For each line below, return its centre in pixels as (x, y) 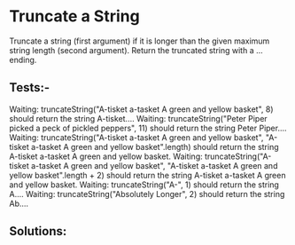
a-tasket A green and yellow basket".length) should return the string (155, 146)
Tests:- (30, 87)
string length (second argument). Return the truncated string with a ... (136, 50)
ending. (23, 59)
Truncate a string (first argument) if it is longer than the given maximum (140, 41)
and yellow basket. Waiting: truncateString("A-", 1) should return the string (144, 185)
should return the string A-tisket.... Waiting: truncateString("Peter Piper (138, 118)
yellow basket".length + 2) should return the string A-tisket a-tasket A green (147, 175)
